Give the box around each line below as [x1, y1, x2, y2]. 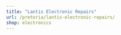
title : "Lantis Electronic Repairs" [6, 8, 97, 15]
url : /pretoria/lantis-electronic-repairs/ [6, 14, 116, 20]
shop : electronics [6, 20, 52, 26]
